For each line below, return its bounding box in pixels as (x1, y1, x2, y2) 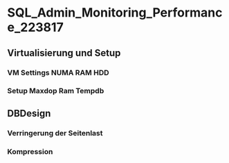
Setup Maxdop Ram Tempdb (7, 86, 104, 96)
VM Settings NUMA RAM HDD (7, 68, 109, 77)
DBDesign (7, 107, 51, 119)
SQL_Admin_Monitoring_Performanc (7, 5, 223, 21)
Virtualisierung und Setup (7, 47, 121, 59)
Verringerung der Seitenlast (7, 128, 103, 137)
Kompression (7, 146, 53, 156)
